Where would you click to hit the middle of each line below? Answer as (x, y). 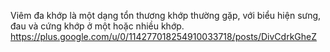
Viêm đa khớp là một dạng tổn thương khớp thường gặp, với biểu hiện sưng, (166, 15)
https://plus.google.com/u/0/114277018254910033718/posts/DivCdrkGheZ (164, 36)
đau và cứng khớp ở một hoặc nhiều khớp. (97, 26)
